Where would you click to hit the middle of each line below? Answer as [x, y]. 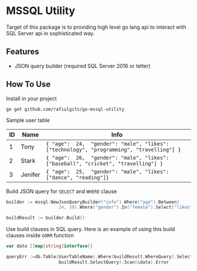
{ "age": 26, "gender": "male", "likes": [108, 157]
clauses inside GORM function [40, 235]
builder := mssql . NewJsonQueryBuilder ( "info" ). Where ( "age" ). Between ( [93, 202]
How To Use [28, 84]
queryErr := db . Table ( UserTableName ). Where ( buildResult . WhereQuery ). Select [99, 257]
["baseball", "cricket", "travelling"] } [104, 163]
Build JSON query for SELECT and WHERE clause [62, 191]
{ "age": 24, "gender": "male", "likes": [108, 144]
